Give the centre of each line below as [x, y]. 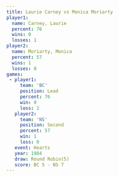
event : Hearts [32, 147]
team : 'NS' [34, 119]
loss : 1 [30, 108]
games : [15, 74]
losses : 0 [24, 68]
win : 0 [28, 102]
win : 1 [28, 137]
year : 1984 [28, 153]
